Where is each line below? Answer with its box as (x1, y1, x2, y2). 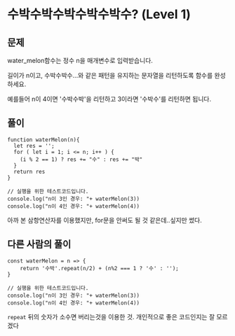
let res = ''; (13, 142, 55, 149)
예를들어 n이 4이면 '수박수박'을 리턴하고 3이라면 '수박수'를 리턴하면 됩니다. (7, 95, 212, 103)
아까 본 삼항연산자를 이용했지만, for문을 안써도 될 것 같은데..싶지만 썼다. (7, 216, 202, 224)
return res (13, 168, 46, 175)
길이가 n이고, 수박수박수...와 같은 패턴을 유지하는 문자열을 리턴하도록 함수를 (7, 71, 213, 79)
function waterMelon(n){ (7, 136, 80, 143)
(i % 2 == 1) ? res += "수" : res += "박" (20, 155, 143, 163)
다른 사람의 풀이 (7, 239, 72, 251)
